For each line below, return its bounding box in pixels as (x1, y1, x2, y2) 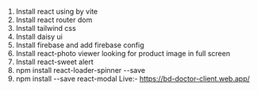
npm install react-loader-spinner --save (15, 66, 145, 74)
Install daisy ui (15, 32, 64, 41)
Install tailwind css (15, 24, 77, 32)
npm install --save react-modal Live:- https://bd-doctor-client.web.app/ (15, 74, 250, 83)
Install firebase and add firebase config (15, 40, 144, 50)
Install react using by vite (15, 7, 98, 16)
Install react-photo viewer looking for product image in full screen (15, 49, 230, 58)
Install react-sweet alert (15, 57, 94, 66)
